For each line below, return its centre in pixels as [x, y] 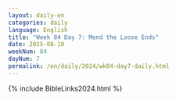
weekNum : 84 [27, 52]
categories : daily [38, 23]
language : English [38, 30]
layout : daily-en [36, 15]
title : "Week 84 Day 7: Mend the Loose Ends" [83, 37]
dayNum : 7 [24, 59]
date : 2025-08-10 [36, 45]
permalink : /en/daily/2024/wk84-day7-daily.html [89, 66]
